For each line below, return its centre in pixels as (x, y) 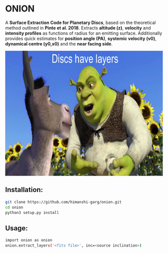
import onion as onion (29, 240)
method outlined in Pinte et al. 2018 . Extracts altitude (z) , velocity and (78, 27)
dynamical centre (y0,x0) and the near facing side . (59, 43)
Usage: (17, 228)
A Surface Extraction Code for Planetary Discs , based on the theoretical (80, 22)
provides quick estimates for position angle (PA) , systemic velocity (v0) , (81, 38)
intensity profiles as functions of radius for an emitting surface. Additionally (84, 33)
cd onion (14, 207)
